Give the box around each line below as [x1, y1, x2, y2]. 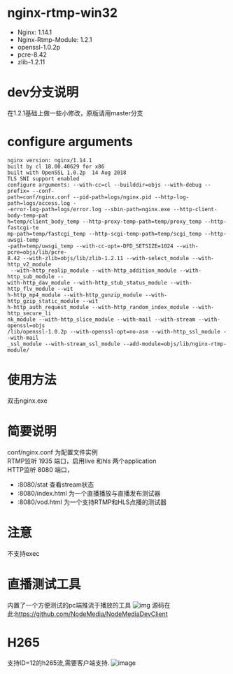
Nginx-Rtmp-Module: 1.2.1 [17, 35, 92, 43]
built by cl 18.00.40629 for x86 [7, 163, 105, 170]
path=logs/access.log [7, 199, 71, 207]
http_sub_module [7, 273, 55, 280]
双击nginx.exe [7, 396, 48, 405]
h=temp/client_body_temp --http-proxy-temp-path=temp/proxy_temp [7, 218, 202, 225]
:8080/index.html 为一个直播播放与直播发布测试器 [17, 489, 161, 497]
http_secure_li [7, 310, 52, 317]
